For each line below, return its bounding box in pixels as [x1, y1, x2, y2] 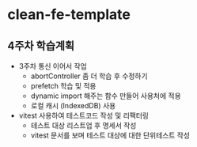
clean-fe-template [7, 6, 131, 24]
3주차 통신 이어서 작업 [18, 62, 88, 70]
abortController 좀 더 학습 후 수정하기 [30, 71, 148, 81]
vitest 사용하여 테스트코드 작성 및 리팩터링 [18, 111, 150, 120]
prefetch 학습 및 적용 [30, 81, 97, 90]
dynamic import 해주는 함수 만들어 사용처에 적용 [30, 91, 181, 100]
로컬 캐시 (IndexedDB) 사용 [30, 101, 116, 110]
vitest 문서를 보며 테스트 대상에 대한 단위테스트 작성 [30, 130, 191, 140]
